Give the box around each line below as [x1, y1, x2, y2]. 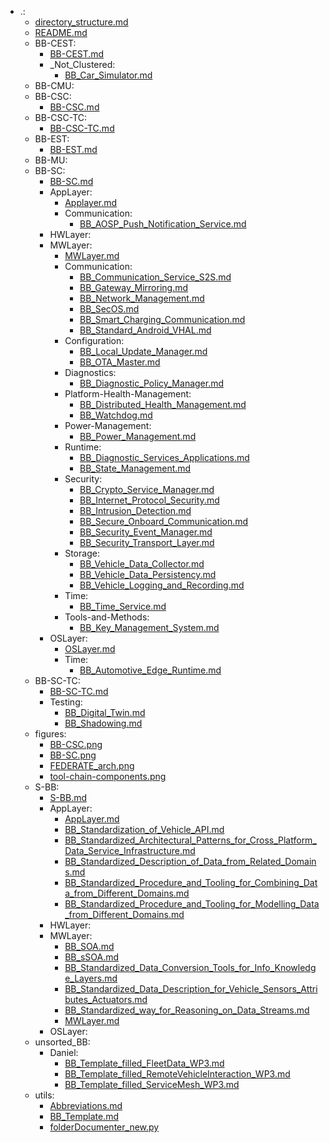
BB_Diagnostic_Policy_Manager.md [79, 377, 225, 389]
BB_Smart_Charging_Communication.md [79, 314, 246, 325]
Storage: [64, 547, 100, 559]
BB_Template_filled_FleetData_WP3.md [64, 1057, 225, 1069]
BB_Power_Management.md [79, 431, 197, 442]
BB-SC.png [49, 749, 97, 761]
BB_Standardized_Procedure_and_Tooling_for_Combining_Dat [64, 877, 318, 888]
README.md [34, 27, 88, 38]
